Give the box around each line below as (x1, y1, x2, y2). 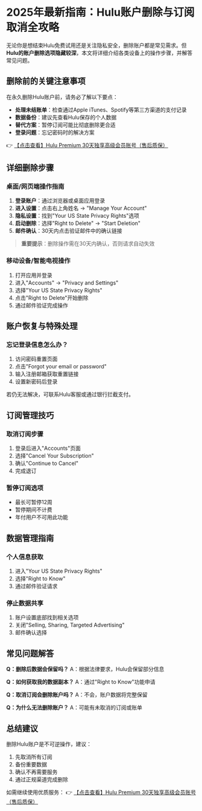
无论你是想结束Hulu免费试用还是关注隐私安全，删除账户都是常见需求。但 (6, 42, 187, 49)
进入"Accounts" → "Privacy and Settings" (14, 279, 119, 286)
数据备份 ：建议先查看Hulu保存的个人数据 (14, 113, 117, 121)
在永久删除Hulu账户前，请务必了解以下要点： (6, 93, 119, 100)
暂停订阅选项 (6, 484, 44, 492)
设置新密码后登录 (14, 378, 58, 385)
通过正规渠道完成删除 (14, 776, 68, 783)
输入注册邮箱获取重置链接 (14, 370, 79, 377)
